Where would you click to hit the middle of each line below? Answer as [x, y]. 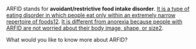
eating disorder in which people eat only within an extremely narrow [91, 15]
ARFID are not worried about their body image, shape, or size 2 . [85, 28]
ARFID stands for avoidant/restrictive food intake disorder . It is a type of [98, 9]
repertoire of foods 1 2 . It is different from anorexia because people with [94, 21]
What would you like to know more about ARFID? [67, 40]
